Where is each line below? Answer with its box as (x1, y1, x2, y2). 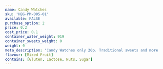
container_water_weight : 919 (5, 34, 64, 39)
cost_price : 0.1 (5, 30, 38, 34)
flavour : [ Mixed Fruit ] (5, 52, 54, 57)
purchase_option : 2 (5, 20, 45, 26)
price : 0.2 (5, 25, 27, 30)
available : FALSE (5, 16, 41, 21)
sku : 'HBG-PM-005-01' (5, 12, 49, 17)
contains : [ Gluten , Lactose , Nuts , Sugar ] (5, 57, 93, 62)
